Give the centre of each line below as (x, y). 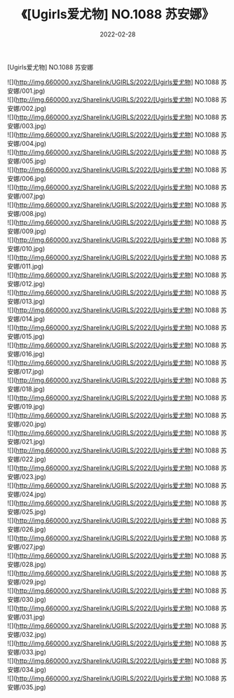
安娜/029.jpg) (27, 582)
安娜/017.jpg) (26, 371)
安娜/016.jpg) (26, 354)
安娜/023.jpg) (27, 476)
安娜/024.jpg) (27, 494)
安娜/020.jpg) (27, 424)
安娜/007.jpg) (26, 196)
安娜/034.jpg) (27, 669)
